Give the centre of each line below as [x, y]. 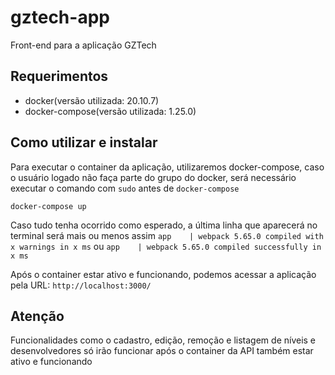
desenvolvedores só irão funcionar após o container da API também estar [162, 351]
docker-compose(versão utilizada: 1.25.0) [110, 111]
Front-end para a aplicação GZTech [83, 45]
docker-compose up [48, 206]
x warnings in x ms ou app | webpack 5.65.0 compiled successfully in [166, 246]
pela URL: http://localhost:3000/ [81, 285]
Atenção [37, 316]
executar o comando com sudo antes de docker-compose [125, 188]
